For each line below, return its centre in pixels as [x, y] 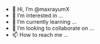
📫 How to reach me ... [40, 35]
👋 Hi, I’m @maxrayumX [41, 9]
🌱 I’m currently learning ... [44, 22]
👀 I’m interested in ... [38, 15]
